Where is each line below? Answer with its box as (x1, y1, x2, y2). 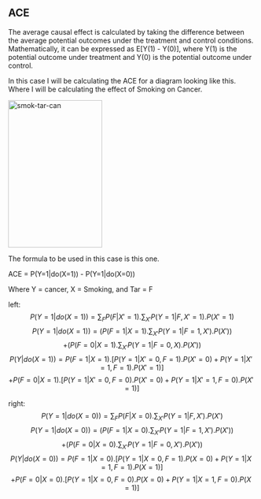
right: (8, 399, 26, 408)
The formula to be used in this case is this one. (8, 254, 160, 263)
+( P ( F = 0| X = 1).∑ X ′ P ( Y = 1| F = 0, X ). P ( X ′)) (62, 341, 202, 352)
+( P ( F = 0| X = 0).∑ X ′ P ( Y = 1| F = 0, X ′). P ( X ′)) (61, 439, 203, 451)
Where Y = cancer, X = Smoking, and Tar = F (8, 284, 153, 294)
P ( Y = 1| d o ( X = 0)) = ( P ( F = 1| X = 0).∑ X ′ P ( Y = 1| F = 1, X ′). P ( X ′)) (30, 426, 234, 437)
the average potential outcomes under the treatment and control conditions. (8, 35, 254, 45)
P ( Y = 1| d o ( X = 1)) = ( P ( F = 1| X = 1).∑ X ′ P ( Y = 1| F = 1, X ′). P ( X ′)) (31, 326, 233, 337)
